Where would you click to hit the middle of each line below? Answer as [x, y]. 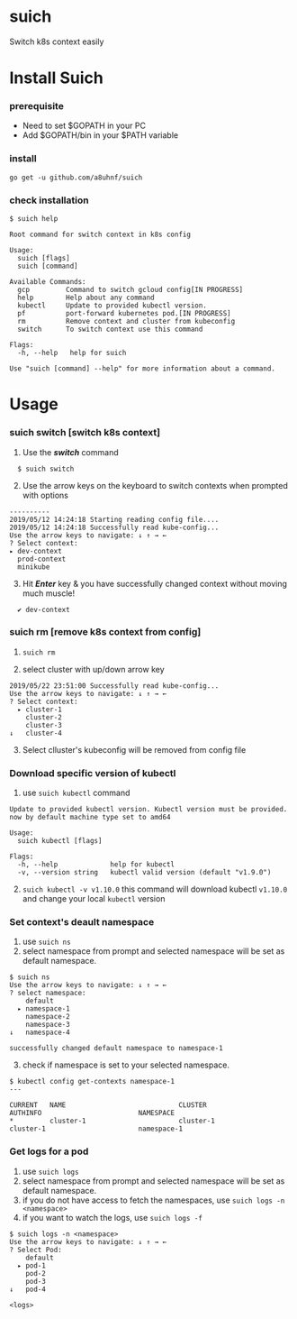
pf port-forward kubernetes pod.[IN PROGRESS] [124, 314]
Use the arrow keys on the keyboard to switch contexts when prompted [155, 485]
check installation [49, 200]
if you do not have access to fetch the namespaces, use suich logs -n [153, 1200]
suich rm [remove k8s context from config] [105, 632]
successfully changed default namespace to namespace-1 [116, 1049]
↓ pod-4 [28, 1289]
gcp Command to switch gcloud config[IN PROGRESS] [130, 290]
